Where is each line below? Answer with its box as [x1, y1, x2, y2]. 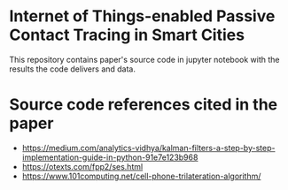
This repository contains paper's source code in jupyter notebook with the [9, 54, 281, 65]
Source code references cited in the [9, 95, 278, 115]
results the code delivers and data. [9, 64, 136, 74]
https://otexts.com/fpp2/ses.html [21, 161, 144, 171]
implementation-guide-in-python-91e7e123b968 [21, 152, 198, 163]
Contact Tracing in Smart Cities [9, 25, 245, 45]
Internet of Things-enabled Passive [9, 6, 276, 27]
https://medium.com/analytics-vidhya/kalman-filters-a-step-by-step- [21, 142, 276, 153]
